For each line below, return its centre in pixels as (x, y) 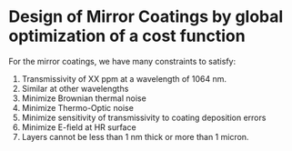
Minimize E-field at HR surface (79, 127)
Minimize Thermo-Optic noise (77, 107)
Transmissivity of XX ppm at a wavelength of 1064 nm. (124, 78)
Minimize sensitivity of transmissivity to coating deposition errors (144, 117)
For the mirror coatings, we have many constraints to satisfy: (122, 61)
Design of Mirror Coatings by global (146, 17)
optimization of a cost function (127, 36)
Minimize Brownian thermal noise (84, 98)
